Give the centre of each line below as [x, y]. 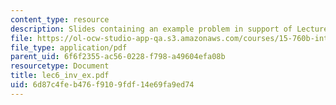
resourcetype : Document [60, 66]
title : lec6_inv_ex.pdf [60, 76]
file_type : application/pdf [69, 47]
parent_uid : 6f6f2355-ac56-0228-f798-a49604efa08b [118, 57]
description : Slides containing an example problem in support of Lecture [169, 29]
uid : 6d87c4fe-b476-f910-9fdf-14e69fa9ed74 [102, 85]
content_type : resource [60, 19]
